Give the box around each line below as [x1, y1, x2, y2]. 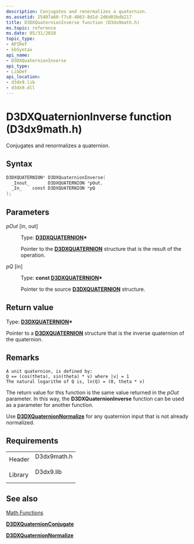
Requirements [6, 436, 58, 446]
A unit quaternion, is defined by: [6, 368, 93, 374]
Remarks [6, 353, 40, 363]
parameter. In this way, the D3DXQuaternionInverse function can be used [6, 395, 185, 402]
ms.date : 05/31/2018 [6, 30, 57, 36]
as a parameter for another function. [6, 401, 93, 408]
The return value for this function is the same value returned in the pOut [6, 389, 179, 396]
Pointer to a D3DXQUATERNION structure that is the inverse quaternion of [6, 329, 185, 336]
